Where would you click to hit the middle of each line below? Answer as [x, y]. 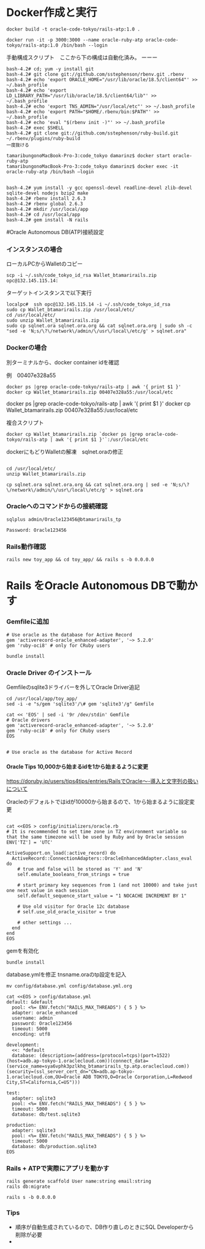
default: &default [30, 1002]
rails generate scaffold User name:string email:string [79, 1181]
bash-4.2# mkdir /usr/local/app [47, 209]
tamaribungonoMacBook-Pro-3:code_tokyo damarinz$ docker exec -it [92, 166]
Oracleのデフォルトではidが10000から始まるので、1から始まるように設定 [98, 802]
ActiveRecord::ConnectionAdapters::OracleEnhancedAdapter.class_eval [102, 859]
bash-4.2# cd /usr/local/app [43, 215]
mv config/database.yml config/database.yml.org [69, 986]
